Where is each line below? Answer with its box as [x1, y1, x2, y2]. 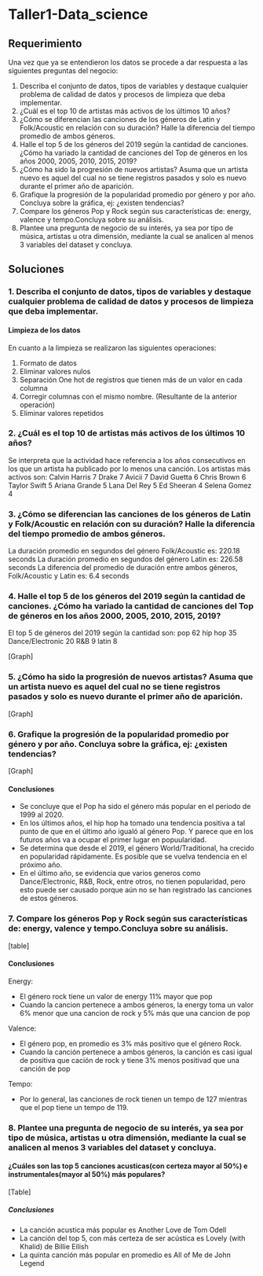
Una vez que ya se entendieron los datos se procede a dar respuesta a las [8, 57, 249, 67]
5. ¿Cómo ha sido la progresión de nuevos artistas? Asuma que [8, 671, 254, 682]
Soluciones [8, 263, 64, 276]
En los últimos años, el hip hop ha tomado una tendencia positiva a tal [19, 818, 246, 828]
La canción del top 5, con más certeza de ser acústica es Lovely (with [19, 1233, 246, 1243]
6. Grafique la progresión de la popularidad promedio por [8, 729, 229, 740]
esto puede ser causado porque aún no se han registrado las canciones [19, 885, 253, 895]
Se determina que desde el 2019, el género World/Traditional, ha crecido [19, 844, 254, 853]
